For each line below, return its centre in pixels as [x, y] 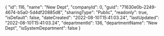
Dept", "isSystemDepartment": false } [43, 28]
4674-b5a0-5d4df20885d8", [34, 12]
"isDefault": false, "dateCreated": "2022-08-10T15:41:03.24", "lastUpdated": [82, 18]
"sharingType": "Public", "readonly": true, [106, 12]
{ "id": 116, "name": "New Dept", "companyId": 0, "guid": [62, 7]
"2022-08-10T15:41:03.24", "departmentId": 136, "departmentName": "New [82, 23]
